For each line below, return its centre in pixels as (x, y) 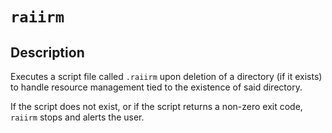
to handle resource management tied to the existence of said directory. (156, 87)
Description (47, 52)
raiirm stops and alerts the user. (77, 117)
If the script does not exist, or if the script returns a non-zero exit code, (156, 106)
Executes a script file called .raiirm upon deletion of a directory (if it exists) (166, 76)
